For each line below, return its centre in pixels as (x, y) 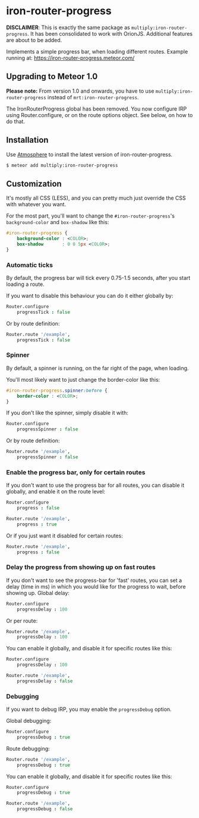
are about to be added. (34, 40)
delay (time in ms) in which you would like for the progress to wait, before (96, 586)
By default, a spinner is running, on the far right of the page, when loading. (97, 368)
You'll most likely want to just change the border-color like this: (83, 379)
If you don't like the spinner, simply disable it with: (67, 413)
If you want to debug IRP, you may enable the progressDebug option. (89, 709)
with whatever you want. (36, 204)
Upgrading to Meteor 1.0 (52, 76)
